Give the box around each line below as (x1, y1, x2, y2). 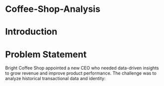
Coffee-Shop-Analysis (5, 3, 100, 15)
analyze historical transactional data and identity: (5, 76, 106, 82)
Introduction (5, 26, 58, 38)
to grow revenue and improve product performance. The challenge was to (5, 70, 157, 76)
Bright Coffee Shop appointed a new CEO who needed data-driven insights (5, 65, 159, 71)
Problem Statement (5, 48, 87, 60)
